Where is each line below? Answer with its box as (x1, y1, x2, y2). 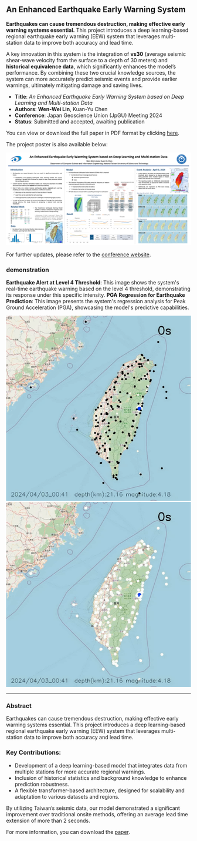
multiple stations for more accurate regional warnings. (14, 768, 145, 775)
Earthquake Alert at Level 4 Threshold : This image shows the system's (6, 279, 179, 286)
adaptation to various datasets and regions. (14, 793, 120, 800)
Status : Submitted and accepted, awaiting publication (14, 118, 145, 125)
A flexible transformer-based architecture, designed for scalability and (14, 787, 185, 794)
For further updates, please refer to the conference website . (6, 251, 151, 258)
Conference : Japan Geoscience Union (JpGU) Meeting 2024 (14, 112, 162, 119)
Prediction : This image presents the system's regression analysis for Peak (6, 298, 186, 305)
